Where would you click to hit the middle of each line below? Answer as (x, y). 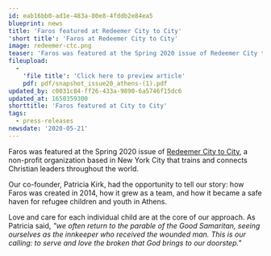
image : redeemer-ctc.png (50, 46)
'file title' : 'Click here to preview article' (104, 76)
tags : (17, 114)
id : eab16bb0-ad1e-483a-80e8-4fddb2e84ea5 (81, 16)
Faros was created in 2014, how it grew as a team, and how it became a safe (135, 193)
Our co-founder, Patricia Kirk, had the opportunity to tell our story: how (126, 184)
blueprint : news (35, 23)
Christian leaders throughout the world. (74, 168)
